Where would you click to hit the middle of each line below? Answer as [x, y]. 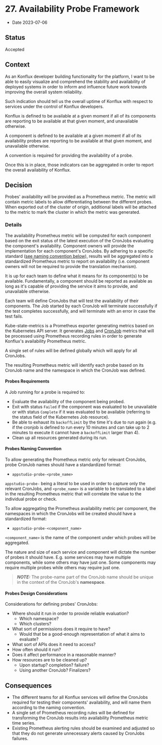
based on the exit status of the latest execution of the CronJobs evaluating [79, 240]
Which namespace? [39, 619]
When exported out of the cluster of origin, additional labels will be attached [81, 207]
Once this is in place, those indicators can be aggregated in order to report [79, 165]
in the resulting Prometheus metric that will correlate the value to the [73, 494]
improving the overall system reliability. [44, 92]
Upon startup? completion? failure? [54, 665]
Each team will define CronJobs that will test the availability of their [72, 301]
